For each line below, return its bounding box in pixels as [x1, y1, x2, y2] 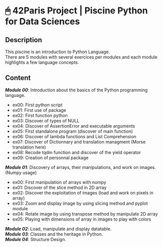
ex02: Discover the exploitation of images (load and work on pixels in [12, 189, 154, 196]
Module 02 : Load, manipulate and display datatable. [5, 226, 112, 232]
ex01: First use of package [12, 107, 66, 113]
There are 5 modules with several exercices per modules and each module [5, 54, 158, 60]
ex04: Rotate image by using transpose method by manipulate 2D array [12, 211, 158, 217]
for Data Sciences [5, 16, 80, 27]
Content [5, 74, 31, 82]
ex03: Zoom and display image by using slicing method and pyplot [12, 200, 148, 206]
